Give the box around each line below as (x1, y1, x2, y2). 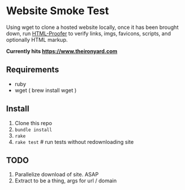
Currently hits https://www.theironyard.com (6, 47, 118, 54)
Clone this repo (14, 119, 52, 126)
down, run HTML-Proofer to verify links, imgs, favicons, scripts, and (6, 30, 171, 37)
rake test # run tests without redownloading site (14, 138, 134, 145)
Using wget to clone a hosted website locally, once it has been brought (6, 24, 179, 31)
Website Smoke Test (6, 4, 109, 18)
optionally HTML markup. (6, 36, 68, 43)
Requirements (6, 65, 59, 75)
